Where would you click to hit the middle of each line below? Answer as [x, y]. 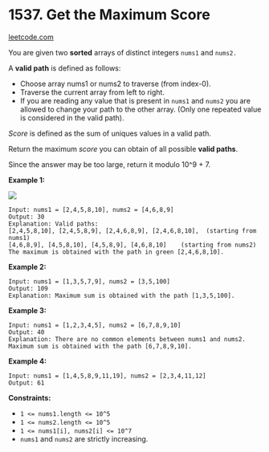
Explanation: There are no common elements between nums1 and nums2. [127, 339]
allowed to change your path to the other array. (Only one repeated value [141, 109]
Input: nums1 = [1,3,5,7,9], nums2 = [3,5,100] [90, 281]
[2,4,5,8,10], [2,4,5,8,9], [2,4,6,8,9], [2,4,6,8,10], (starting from [132, 230]
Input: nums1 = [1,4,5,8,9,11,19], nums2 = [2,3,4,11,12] [107, 376]
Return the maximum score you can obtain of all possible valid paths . [123, 149]
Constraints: [30, 397]
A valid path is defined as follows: [65, 68]
